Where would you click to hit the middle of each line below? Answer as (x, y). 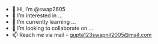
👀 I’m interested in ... (37, 15)
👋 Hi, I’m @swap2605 (39, 9)
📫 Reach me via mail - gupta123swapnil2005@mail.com (82, 35)
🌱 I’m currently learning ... (44, 22)
